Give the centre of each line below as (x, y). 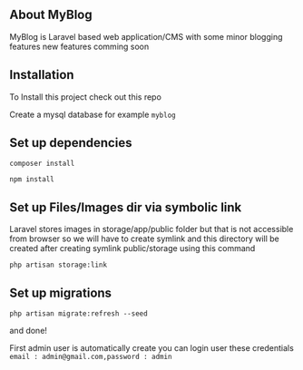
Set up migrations (60, 292)
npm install (32, 180)
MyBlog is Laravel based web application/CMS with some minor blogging (146, 36)
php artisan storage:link (58, 265)
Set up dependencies (71, 143)
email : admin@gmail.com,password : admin (91, 357)
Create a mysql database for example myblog (93, 114)
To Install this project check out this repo (85, 97)
